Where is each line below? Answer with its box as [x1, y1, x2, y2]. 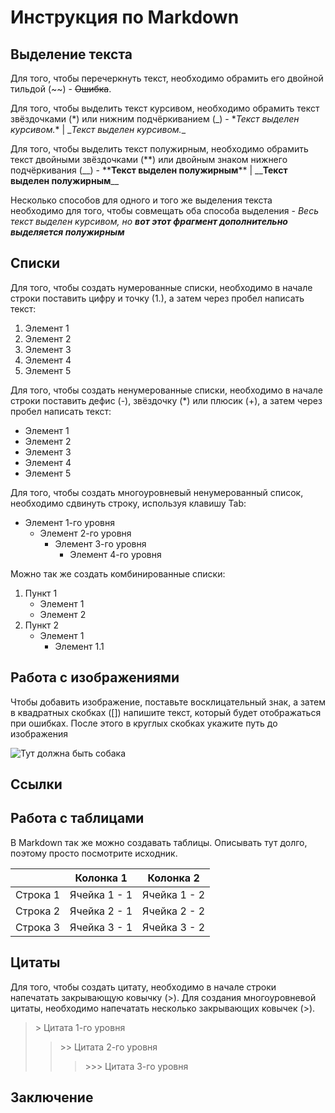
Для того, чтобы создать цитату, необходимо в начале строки [10, 981, 277, 993]
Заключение [10, 1089, 94, 1106]
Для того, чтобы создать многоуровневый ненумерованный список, [10, 486, 304, 498]
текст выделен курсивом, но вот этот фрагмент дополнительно [10, 216, 288, 227]
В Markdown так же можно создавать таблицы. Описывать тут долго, [10, 836, 308, 848]
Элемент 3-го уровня [54, 537, 147, 550]
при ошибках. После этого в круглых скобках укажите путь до [10, 717, 278, 729]
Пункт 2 [24, 619, 59, 631]
